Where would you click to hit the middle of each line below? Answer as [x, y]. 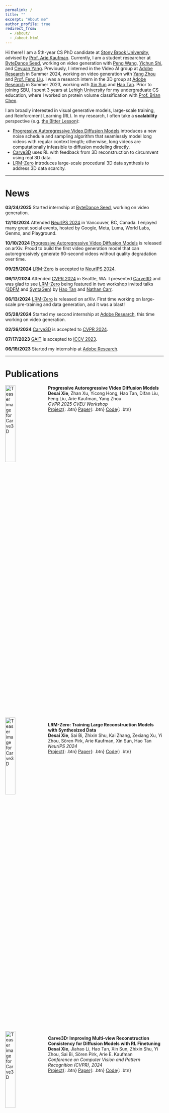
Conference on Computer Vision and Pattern [94, 1060]
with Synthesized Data [72, 730]
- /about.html [24, 38]
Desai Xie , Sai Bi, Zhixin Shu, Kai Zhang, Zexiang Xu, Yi [105, 735]
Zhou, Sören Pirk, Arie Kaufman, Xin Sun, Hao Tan [100, 740]
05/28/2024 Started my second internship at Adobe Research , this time [80, 314]
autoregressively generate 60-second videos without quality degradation [81, 254]
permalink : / [19, 10]
